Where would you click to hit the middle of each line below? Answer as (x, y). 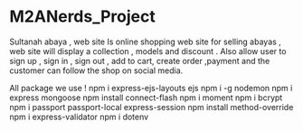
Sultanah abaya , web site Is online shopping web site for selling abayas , (146, 42)
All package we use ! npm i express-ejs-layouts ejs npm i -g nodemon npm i (151, 88)
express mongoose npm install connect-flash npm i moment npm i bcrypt (146, 98)
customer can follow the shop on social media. (96, 70)
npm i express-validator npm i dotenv (79, 117)
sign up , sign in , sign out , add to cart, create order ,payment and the (140, 61)
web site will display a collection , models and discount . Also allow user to (148, 51)
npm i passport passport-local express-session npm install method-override (151, 107)
